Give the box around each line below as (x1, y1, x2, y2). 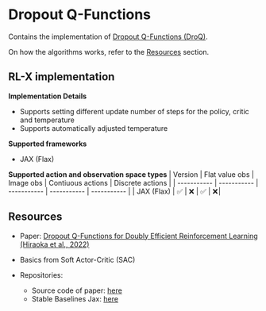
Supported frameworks (8, 139, 87, 148)
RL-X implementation (8, 70, 115, 84)
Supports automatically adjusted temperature (19, 123, 168, 132)
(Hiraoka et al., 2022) (19, 240, 90, 249)
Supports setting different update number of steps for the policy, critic (19, 106, 250, 116)
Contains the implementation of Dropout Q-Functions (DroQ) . (8, 32, 208, 41)
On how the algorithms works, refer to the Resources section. (8, 47, 210, 56)
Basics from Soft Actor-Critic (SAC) (19, 255, 136, 264)
